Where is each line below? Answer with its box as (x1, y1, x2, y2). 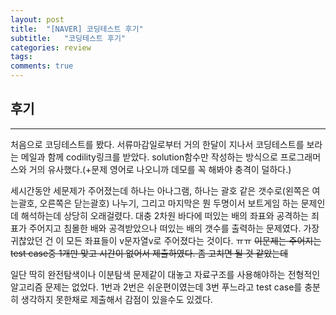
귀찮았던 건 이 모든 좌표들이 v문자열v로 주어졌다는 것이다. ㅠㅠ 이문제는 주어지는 (10, 234, 322, 246)
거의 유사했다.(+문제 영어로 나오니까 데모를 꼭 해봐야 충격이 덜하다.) (28, 163, 292, 175)
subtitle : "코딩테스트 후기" (10, 33, 126, 43)
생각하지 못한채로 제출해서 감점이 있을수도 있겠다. (20, 293, 213, 305)
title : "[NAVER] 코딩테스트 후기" (10, 24, 144, 34)
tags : (10, 52, 33, 62)
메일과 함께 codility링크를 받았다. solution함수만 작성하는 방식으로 (20, 151, 278, 163)
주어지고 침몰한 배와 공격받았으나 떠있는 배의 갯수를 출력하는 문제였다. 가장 (28, 222, 320, 234)
